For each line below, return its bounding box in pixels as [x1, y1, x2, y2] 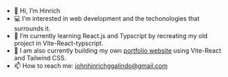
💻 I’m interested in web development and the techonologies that [13, 15, 200, 22]
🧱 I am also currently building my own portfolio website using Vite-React [13, 46, 222, 55]
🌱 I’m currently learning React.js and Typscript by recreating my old [13, 32, 208, 40]
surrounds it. [13, 24, 51, 33]
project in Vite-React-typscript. [13, 39, 103, 47]
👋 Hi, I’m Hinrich [13, 7, 61, 15]
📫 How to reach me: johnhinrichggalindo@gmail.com [13, 62, 168, 69]
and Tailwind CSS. [13, 54, 66, 62]
